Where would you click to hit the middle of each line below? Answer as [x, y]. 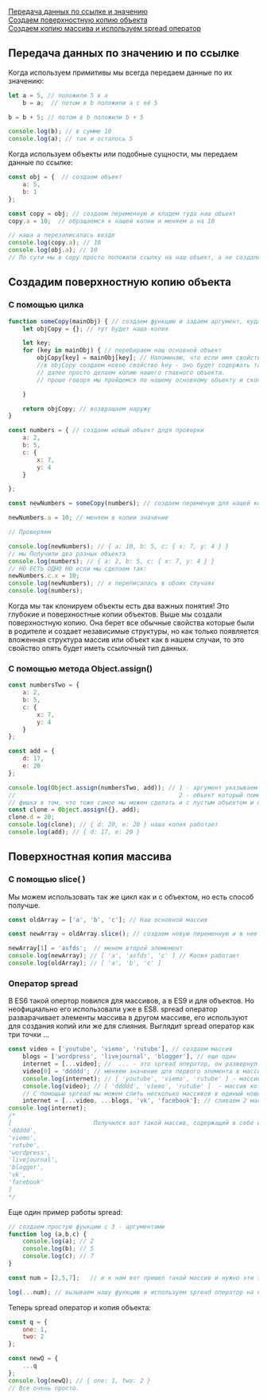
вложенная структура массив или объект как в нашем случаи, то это [126, 640]
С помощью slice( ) [47, 880]
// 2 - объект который [126, 795]
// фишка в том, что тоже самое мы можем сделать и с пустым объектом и [131, 802]
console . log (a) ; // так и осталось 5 [71, 139]
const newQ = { [33, 1359]
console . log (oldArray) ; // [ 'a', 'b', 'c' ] [85, 963]
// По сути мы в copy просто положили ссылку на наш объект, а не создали [135, 257]
